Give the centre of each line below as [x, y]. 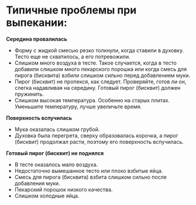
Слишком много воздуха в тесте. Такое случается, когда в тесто [95, 63]
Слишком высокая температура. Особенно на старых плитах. [92, 100]
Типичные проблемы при [71, 10]
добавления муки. [37, 183]
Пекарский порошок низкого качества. [63, 189]
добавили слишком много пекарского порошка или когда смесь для [101, 69]
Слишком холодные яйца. [47, 196]
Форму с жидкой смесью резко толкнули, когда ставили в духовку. [99, 50]
